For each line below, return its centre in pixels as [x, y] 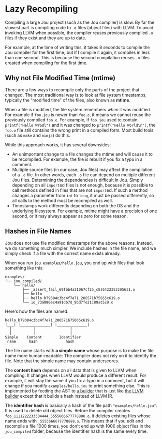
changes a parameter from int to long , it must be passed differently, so [83, 195]
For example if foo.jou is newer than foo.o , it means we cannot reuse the [78, 115]
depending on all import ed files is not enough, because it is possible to [82, 185]
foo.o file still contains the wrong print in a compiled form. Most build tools [79, 130]
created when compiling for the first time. [46, 63]
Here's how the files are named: [37, 311]
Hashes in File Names [38, 231]
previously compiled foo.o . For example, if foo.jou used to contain [71, 119]
